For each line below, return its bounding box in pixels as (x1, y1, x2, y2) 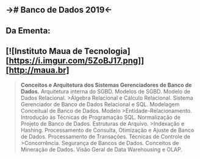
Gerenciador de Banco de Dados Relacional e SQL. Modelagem (20, 100, 180, 108)
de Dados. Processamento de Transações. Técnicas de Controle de (20, 133, 190, 140)
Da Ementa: (5, 25, 51, 36)
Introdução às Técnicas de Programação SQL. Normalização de (20, 113, 181, 121)
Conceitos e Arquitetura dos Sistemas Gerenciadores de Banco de (20, 81, 192, 89)
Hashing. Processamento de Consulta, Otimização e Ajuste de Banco (20, 126, 195, 134)
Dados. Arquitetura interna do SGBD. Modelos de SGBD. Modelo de (20, 87, 190, 95)
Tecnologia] (84, 46, 130, 56)
